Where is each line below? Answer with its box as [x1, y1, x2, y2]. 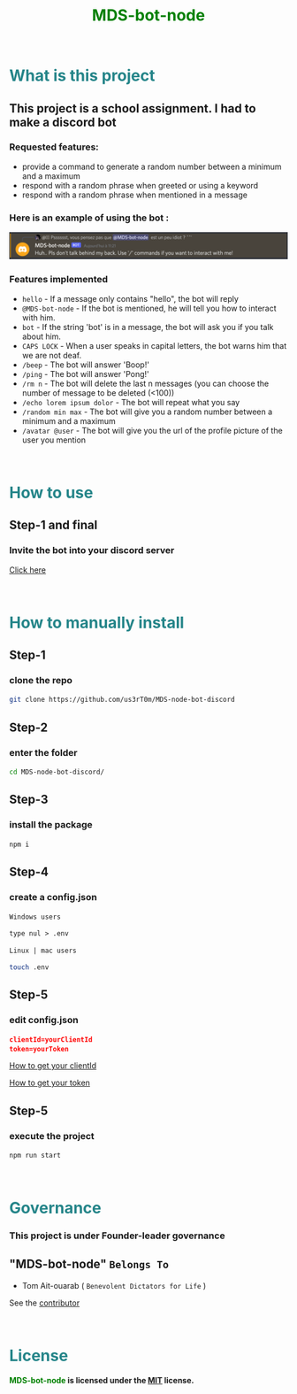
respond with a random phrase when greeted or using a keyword [21, 180, 259, 190]
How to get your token [9, 1077, 91, 1089]
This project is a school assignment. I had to [9, 101, 256, 116]
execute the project [9, 1129, 95, 1142]
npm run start [9, 1151, 62, 1160]
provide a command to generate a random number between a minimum [21, 161, 282, 172]
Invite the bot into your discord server [9, 544, 175, 557]
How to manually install [9, 612, 185, 633]
